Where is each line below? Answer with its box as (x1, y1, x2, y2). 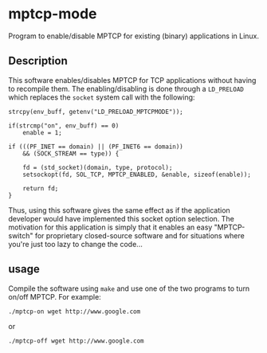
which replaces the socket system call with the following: (8, 92, 195, 102)
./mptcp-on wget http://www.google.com (8, 308, 141, 316)
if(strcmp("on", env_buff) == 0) (8, 121, 120, 130)
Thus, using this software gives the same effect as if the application (8, 205, 231, 215)
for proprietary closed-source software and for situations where (34, 230, 245, 240)
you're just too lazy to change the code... (8, 239, 143, 249)
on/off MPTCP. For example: (8, 292, 101, 301)
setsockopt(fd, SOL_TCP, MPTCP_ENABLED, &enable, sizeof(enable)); (22, 171, 251, 178)
